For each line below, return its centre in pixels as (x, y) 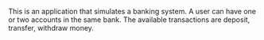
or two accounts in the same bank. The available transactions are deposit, (129, 20)
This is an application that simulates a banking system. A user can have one (132, 11)
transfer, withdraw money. (51, 28)
